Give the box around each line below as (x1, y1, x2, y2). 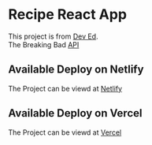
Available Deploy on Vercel (8, 106, 143, 120)
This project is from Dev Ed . (8, 32, 98, 41)
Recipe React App (8, 6, 128, 24)
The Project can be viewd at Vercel (8, 128, 122, 137)
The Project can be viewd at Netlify (8, 84, 123, 93)
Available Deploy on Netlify (8, 63, 144, 76)
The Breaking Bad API (8, 39, 80, 49)
